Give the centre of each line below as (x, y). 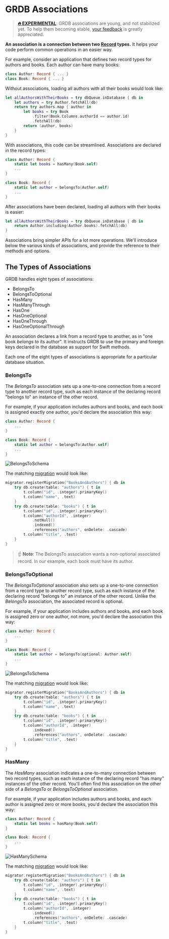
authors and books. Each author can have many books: (63, 65)
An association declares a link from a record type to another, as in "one (79, 336)
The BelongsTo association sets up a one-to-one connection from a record (83, 386)
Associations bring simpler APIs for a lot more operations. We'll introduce (81, 240)
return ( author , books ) (48, 126)
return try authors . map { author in (53, 107)
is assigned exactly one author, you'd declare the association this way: (79, 412)
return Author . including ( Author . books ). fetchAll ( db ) (71, 226)
